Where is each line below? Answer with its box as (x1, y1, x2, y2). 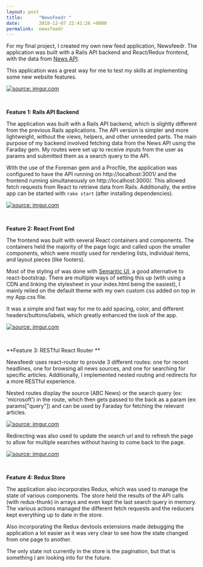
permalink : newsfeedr (6, 25, 64, 32)
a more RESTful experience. (6, 378, 76, 385)
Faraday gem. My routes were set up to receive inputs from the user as (6, 146, 184, 153)
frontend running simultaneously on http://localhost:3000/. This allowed (6, 177, 186, 185)
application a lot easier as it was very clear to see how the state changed (6, 529, 188, 537)
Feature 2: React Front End (6, 225, 75, 232)
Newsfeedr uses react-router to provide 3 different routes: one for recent (6, 358, 189, 366)
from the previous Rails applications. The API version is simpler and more (6, 126, 189, 134)
